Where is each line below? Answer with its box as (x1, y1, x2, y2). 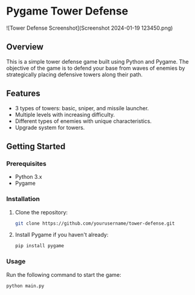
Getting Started (6, 141, 66, 151)
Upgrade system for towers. (14, 124, 85, 131)
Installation (6, 195, 40, 204)
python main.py (6, 283, 45, 289)
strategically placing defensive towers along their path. (6, 71, 143, 78)
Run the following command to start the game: (6, 271, 122, 278)
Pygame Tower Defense (6, 4, 129, 18)
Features (6, 88, 40, 99)
